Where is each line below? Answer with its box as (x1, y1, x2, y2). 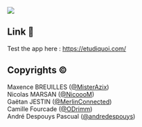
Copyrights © (7, 64, 68, 76)
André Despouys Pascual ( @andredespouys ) (7, 112, 136, 120)
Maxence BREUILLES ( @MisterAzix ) (7, 83, 109, 91)
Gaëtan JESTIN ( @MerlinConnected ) (7, 97, 112, 106)
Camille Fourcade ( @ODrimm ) (7, 104, 93, 113)
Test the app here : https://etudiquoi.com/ (7, 44, 127, 52)
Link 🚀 (7, 26, 35, 38)
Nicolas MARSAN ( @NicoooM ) (7, 90, 95, 98)
